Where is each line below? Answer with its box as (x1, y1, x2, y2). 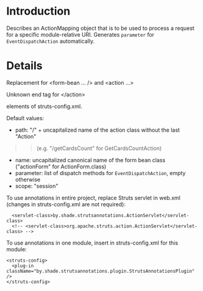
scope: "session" (15, 182, 59, 190)
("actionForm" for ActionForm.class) (15, 163, 107, 170)
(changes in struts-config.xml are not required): (6, 200, 126, 208)
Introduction (6, 4, 71, 18)
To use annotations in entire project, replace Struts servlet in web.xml (6, 194, 181, 201)
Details (6, 59, 43, 73)
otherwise (15, 176, 41, 183)
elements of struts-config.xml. (6, 102, 82, 110)
